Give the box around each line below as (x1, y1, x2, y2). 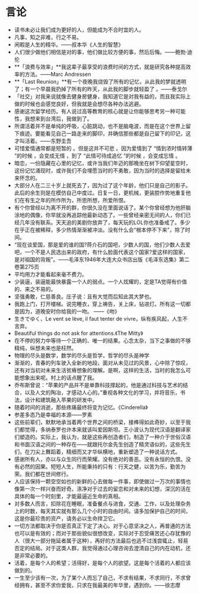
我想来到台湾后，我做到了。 (24, 115, 92, 122)
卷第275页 (14, 263, 40, 270)
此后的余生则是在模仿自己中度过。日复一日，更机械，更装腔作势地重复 (14, 189, 186, 196)
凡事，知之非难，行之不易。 (14, 33, 82, 40)
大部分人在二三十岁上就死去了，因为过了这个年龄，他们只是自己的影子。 (14, 181, 191, 189)
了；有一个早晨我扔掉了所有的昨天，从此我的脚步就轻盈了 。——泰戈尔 (14, 85, 187, 92)
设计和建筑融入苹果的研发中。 (24, 396, 98, 403)
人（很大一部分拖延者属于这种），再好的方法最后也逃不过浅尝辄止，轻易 (14, 537, 189, 544)
